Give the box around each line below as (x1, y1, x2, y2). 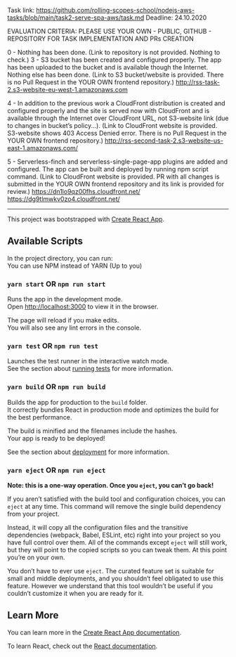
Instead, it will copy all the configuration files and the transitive (7, 523, 188, 531)
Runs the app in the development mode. (7, 295, 123, 304)
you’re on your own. (7, 553, 65, 561)
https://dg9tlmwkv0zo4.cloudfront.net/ (7, 195, 121, 203)
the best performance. (7, 412, 72, 421)
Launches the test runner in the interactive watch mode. (7, 357, 170, 365)
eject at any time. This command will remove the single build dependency (7, 502, 222, 510)
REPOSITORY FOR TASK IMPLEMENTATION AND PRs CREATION (7, 34, 195, 43)
